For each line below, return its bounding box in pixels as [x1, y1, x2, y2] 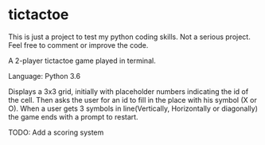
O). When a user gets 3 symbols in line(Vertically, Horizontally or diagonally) [8, 104, 259, 113]
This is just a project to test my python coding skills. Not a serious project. [8, 32, 251, 41]
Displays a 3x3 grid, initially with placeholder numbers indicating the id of [8, 86, 249, 96]
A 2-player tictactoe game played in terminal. [8, 56, 157, 65]
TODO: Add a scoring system [8, 127, 104, 137]
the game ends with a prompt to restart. [8, 112, 138, 121]
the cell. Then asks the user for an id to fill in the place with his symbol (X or [8, 95, 257, 104]
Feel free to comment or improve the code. [8, 40, 149, 49]
